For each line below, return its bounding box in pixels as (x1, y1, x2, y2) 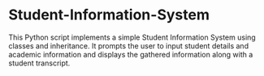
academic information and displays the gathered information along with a (8, 49, 253, 59)
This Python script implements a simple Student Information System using (8, 32, 256, 42)
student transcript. (8, 58, 71, 68)
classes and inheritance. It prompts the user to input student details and (8, 40, 249, 50)
